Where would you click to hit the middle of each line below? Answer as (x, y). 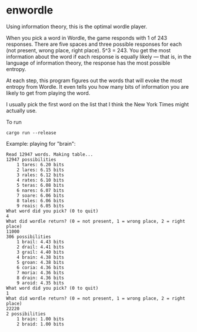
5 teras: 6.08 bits (41, 185)
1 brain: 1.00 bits (41, 319)
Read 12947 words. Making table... (50, 154)
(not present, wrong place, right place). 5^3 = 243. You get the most (89, 50)
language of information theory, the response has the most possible (88, 63)
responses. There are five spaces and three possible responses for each (94, 44)
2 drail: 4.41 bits (41, 247)
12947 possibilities (31, 159)
